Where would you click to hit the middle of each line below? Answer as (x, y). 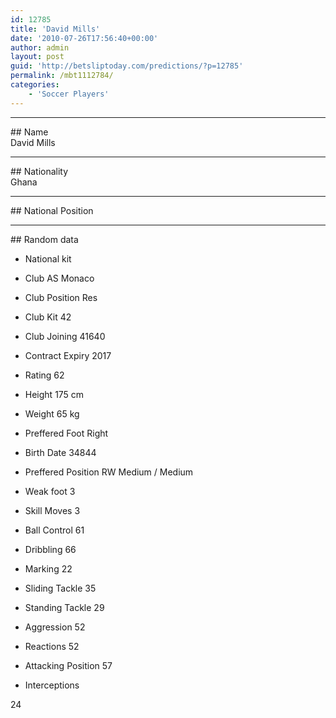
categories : (35, 85)
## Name (29, 132)
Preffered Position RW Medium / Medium (109, 472)
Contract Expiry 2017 (68, 355)
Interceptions (52, 685)
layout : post (37, 57)
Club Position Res (61, 297)
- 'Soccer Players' (69, 94)
